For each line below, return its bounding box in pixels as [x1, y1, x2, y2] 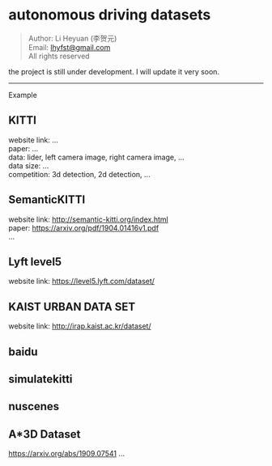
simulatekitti [8, 372, 73, 386]
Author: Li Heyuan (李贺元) [28, 33, 117, 43]
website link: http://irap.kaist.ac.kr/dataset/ [8, 321, 151, 331]
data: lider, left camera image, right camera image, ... [8, 152, 185, 162]
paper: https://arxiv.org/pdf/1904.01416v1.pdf [8, 222, 159, 232]
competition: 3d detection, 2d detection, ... [8, 169, 151, 179]
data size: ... [8, 160, 49, 171]
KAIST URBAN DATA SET [8, 299, 136, 313]
